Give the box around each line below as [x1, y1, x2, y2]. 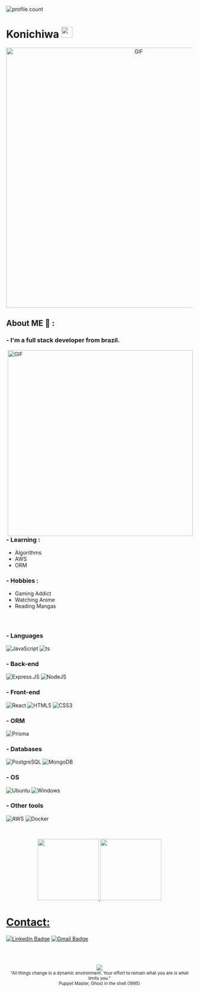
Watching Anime [14, 597, 55, 604]
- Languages [6, 631, 43, 639]
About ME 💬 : [6, 318, 55, 328]
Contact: [6, 916, 50, 929]
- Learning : [6, 535, 40, 544]
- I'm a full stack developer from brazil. [6, 336, 120, 344]
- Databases [6, 745, 43, 753]
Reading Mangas [14, 602, 56, 610]
